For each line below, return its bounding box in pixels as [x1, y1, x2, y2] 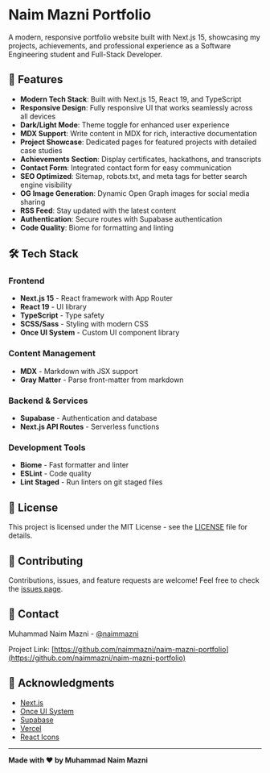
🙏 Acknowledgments [8, 676, 115, 690]
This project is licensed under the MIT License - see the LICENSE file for [8, 522, 247, 532]
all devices [19, 111, 56, 121]
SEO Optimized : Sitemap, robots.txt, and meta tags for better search [19, 171, 247, 181]
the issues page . [8, 584, 63, 593]
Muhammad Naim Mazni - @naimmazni [8, 629, 139, 638]
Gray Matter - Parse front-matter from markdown [19, 375, 184, 384]
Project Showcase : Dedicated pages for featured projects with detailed [19, 137, 257, 147]
